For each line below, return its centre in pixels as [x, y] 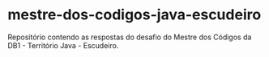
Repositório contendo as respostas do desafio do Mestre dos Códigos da [130, 37]
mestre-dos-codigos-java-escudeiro [134, 15]
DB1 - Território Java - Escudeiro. [63, 45]
